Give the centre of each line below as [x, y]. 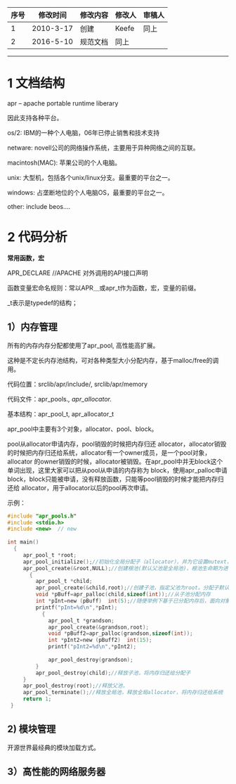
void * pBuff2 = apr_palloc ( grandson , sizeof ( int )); [120, 634]
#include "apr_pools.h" [42, 516]
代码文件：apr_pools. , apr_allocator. [60, 399]
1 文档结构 [36, 83]
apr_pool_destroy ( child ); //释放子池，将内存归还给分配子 [113, 673]
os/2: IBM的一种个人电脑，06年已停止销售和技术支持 [84, 132]
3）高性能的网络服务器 [57, 772]
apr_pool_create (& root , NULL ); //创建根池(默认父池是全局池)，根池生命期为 [123, 568]
